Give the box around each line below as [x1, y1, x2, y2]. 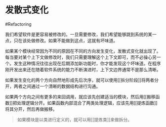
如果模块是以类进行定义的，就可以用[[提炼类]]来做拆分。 [17, 117, 132, 123]
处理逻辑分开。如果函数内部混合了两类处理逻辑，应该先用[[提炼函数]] [17, 100, 158, 106]
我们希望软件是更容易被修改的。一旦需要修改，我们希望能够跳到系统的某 [5, 31, 152, 37]
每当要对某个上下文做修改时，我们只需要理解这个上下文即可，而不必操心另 [5, 54, 157, 60]
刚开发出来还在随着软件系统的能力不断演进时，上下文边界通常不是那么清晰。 [5, 66, 161, 72]
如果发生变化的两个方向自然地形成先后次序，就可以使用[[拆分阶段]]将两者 [5, 77, 155, 83]
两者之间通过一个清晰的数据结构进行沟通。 [13, 83, 100, 89]
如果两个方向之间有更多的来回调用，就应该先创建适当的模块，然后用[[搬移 [5, 93, 156, 99]
